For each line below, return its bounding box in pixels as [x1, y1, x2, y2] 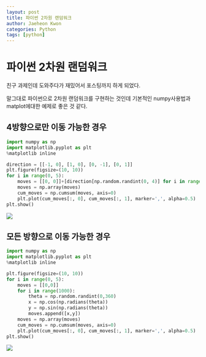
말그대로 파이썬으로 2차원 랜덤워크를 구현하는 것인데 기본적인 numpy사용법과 [6, 95, 191, 102]
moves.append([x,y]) [28, 311, 81, 317]
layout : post [6, 9, 40, 15]
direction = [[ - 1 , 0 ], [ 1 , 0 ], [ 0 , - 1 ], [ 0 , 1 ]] [6, 161, 133, 168]
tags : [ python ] [6, 32, 45, 38]
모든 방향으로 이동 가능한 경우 [6, 231, 111, 241]
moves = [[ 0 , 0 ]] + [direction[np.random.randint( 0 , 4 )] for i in [17, 179, 185, 185]
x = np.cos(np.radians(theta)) [28, 299, 109, 305]
